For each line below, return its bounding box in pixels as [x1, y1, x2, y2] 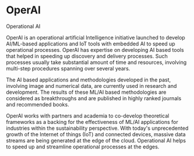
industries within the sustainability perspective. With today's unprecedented [6, 125, 189, 132]
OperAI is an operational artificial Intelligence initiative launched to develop [6, 34, 185, 41]
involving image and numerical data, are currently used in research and [6, 82, 177, 89]
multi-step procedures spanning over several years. [6, 65, 130, 72]
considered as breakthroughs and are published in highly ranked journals [6, 94, 182, 102]
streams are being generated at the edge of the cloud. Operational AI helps [6, 137, 186, 144]
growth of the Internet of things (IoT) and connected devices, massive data [6, 130, 186, 137]
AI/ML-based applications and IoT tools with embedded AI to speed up [6, 40, 176, 47]
